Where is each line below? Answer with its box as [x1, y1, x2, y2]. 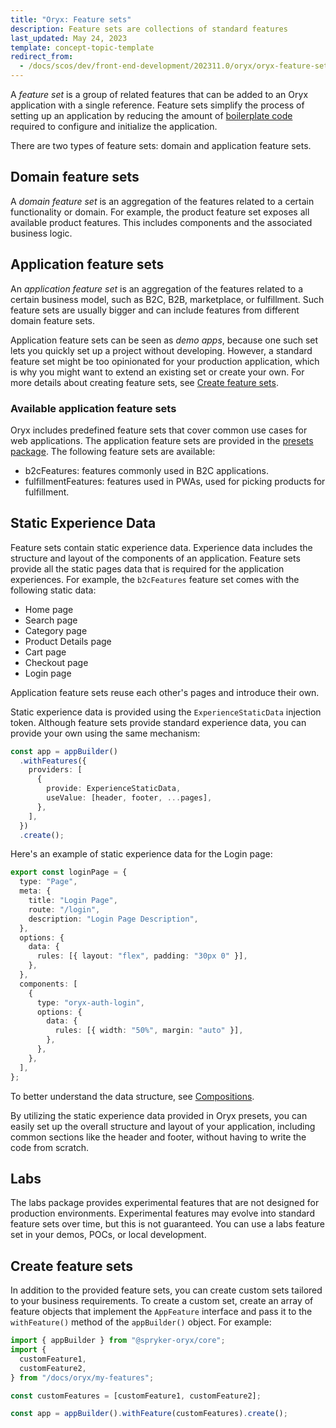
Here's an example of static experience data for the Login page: [10, 848, 273, 860]
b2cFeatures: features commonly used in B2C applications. [24, 464, 270, 476]
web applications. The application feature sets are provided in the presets [10, 434, 314, 446]
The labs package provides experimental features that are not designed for [10, 1197, 320, 1209]
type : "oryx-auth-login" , [36, 997, 145, 1008]
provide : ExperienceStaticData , [46, 784, 182, 794]
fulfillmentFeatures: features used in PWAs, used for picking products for [24, 475, 326, 487]
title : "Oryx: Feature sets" [10, 14, 132, 25]
